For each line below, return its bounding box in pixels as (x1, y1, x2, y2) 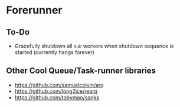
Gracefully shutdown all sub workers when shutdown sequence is (14, 42, 174, 49)
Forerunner (6, 4, 63, 17)
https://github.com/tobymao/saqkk (14, 93, 100, 101)
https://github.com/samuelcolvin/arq (14, 81, 104, 88)
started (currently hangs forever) (14, 49, 94, 56)
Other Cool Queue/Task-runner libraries (6, 66, 156, 76)
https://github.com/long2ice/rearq (14, 88, 98, 95)
